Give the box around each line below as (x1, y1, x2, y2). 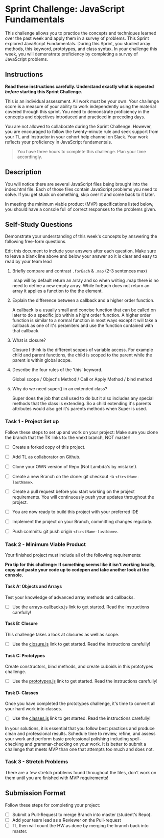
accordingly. (17, 154, 43, 160)
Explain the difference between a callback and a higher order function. (12, 297, 155, 303)
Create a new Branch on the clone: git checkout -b (12, 473, 115, 479)
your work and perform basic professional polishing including (5, 735, 129, 742)
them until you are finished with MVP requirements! (5, 775, 109, 781)
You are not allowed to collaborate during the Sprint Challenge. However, (5, 123, 152, 129)
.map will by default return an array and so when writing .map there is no (12, 277, 159, 283)
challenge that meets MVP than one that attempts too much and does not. (5, 746, 154, 752)
